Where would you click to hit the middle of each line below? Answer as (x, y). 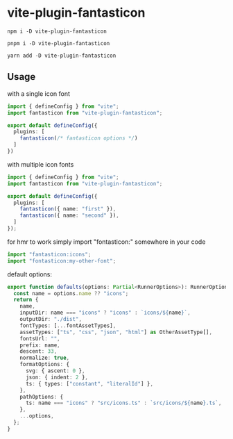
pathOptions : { (42, 397)
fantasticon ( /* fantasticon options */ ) (79, 138)
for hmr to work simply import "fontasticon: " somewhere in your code (106, 242)
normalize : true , (45, 358)
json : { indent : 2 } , (57, 377)
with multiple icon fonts (41, 164)
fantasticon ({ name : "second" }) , (69, 216)
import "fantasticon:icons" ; (49, 254)
